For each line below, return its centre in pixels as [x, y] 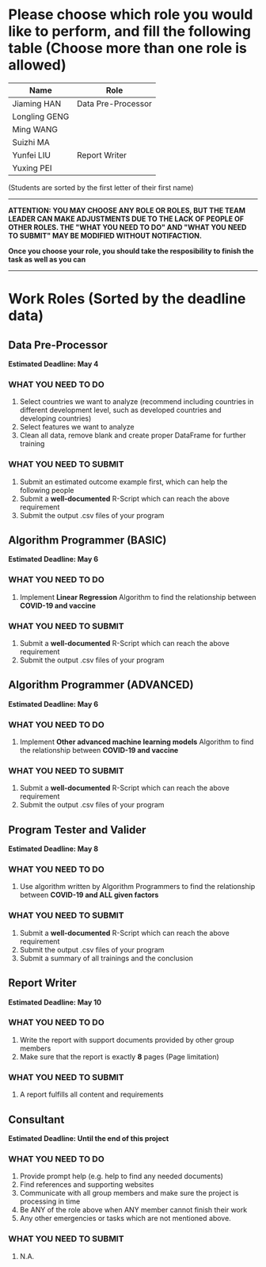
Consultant [36, 1119]
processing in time [50, 1201]
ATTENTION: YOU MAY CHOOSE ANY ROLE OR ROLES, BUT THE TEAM [127, 210]
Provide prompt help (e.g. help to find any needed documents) [122, 1176]
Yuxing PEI [32, 168]
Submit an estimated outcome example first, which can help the [123, 482]
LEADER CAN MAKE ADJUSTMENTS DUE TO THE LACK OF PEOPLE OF [126, 219]
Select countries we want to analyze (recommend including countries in [137, 402]
